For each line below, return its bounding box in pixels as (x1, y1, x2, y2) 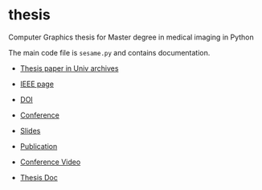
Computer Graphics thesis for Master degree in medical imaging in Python (8, 32, 255, 42)
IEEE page (19, 79, 55, 89)
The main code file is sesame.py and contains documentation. (8, 47, 211, 57)
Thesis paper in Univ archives (19, 63, 119, 73)
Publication (19, 141, 58, 151)
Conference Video (19, 157, 81, 167)
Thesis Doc (19, 172, 58, 182)
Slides (19, 126, 41, 135)
